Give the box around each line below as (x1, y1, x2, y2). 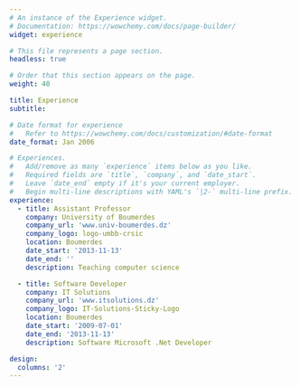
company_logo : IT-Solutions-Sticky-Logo (25, 305, 180, 314)
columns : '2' (17, 362, 67, 372)
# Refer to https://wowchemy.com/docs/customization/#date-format (9, 128, 273, 138)
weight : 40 (9, 80, 51, 89)
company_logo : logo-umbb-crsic (25, 230, 144, 239)
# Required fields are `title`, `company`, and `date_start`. (9, 171, 257, 180)
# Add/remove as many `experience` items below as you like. (9, 162, 253, 172)
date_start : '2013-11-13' (25, 246, 124, 255)
